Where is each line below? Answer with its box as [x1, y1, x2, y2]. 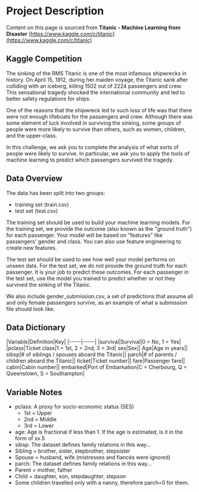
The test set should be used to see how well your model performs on [6, 255, 175, 263]
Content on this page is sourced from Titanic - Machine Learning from [6, 24, 181, 31]
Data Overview [6, 174, 63, 184]
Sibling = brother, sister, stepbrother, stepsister [14, 447, 130, 454]
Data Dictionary [6, 322, 66, 332]
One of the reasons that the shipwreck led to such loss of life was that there [6, 106, 192, 114]
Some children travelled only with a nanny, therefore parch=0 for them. [14, 479, 189, 487]
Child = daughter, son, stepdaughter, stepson [14, 473, 126, 480]
